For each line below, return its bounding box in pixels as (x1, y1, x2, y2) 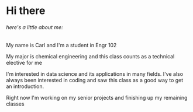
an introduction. (6, 83, 44, 90)
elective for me (6, 60, 43, 66)
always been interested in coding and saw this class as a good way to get (6, 77, 184, 84)
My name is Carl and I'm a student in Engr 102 (6, 42, 117, 49)
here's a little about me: (6, 23, 63, 30)
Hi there (6, 4, 46, 17)
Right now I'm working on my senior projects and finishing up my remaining (6, 94, 188, 101)
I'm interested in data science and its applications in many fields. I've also (6, 71, 183, 78)
